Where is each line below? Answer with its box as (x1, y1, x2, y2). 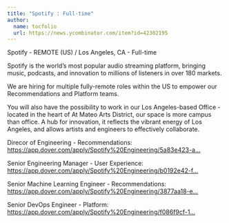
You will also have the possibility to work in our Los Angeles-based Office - (7, 103, 221, 111)
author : (7, 17, 30, 23)
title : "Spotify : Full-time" (7, 10, 94, 17)
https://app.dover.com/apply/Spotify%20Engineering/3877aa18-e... (7, 187, 199, 195)
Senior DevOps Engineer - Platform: (7, 201, 109, 209)
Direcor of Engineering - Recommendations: (7, 139, 132, 147)
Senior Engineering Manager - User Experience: (7, 159, 143, 168)
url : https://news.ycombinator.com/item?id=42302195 (13, 29, 168, 37)
